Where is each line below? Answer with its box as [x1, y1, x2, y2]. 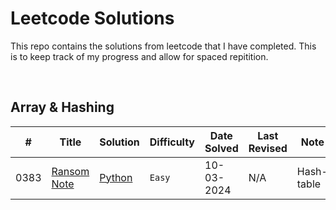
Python [99, 170, 133, 184]
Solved [204, 141, 239, 155]
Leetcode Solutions [10, 7, 175, 30]
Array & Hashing [10, 99, 115, 116]
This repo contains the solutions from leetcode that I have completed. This [10, 40, 317, 52]
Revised [248, 141, 288, 155]
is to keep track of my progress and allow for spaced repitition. [10, 50, 269, 62]
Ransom [51, 164, 90, 178]
